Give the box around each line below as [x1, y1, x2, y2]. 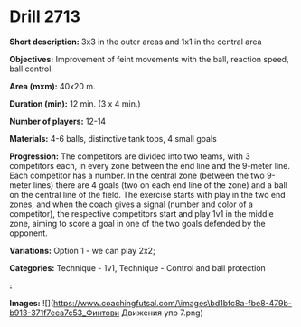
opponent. [9, 228, 48, 238]
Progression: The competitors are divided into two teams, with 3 [9, 151, 250, 162]
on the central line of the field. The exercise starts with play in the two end [9, 189, 287, 200]
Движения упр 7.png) [121, 307, 203, 318]
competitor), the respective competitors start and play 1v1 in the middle [9, 208, 274, 219]
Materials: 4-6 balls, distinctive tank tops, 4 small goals [9, 133, 217, 144]
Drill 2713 [9, 6, 81, 27]
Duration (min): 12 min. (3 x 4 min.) [9, 98, 142, 109]
